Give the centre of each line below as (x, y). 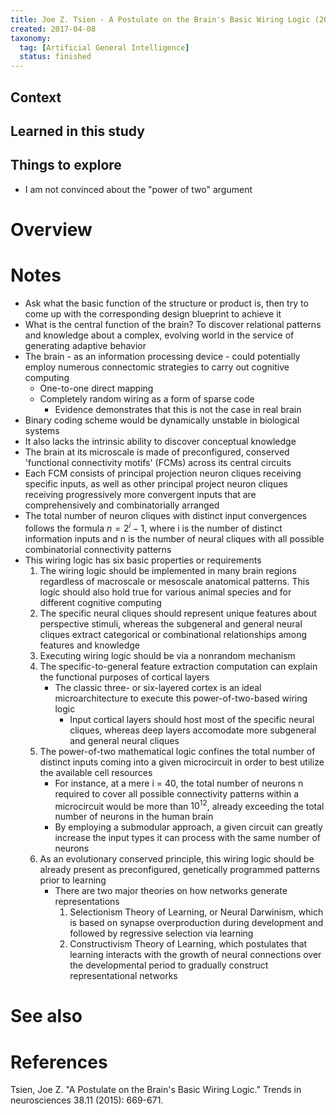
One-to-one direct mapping (96, 388)
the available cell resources (96, 772)
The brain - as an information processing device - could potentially (162, 356)
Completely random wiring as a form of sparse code (147, 398)
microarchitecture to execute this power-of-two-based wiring (181, 698)
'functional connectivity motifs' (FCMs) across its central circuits (158, 462)
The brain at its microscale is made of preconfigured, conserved (157, 452)
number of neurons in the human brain (134, 817)
